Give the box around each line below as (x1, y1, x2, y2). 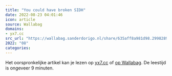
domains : (5, 27, 24, 32)
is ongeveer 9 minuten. (5, 65, 54, 71)
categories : (5, 45, 31, 50)
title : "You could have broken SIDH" (5, 7, 86, 13)
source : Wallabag (5, 21, 42, 27)
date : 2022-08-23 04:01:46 (5, 12, 63, 17)
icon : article (5, 17, 36, 22)
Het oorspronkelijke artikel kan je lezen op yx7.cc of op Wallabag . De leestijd (5, 59, 166, 65)
